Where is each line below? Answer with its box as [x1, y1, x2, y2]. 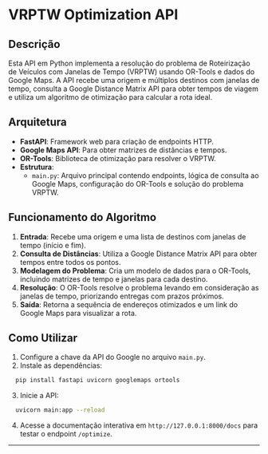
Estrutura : [19, 162, 54, 172]
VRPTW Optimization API [8, 6, 179, 24]
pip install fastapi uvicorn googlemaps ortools [15, 377, 180, 385]
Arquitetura [8, 116, 67, 129]
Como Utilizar [8, 331, 78, 345]
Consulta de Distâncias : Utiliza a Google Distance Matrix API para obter [19, 249, 258, 259]
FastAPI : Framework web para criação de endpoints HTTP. [19, 136, 214, 146]
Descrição [8, 38, 61, 51]
